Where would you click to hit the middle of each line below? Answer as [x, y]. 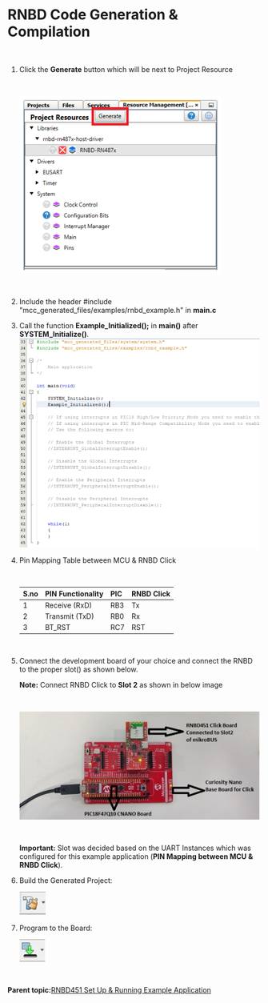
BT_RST [58, 628]
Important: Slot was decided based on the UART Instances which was [135, 848]
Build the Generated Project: [66, 880]
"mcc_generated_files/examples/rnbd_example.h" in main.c [118, 310]
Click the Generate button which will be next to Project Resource [126, 69]
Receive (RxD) [69, 605]
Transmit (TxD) [70, 616]
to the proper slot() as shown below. [78, 669]
